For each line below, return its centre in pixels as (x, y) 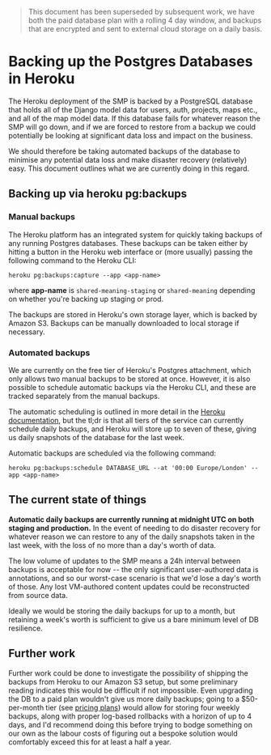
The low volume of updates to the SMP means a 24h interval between (125, 561)
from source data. (38, 595)
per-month (26, 707)
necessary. (27, 332)
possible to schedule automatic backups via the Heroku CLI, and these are (132, 387)
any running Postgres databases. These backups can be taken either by (128, 243)
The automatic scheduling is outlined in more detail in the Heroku (117, 411)
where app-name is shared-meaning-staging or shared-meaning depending (132, 290)
